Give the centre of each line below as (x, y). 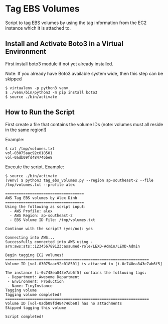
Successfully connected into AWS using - (49, 242)
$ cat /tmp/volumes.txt (30, 149)
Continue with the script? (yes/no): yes (49, 229)
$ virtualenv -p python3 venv (37, 88)
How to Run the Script (40, 112)
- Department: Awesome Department (43, 277)
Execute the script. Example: (35, 167)
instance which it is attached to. (38, 28)
